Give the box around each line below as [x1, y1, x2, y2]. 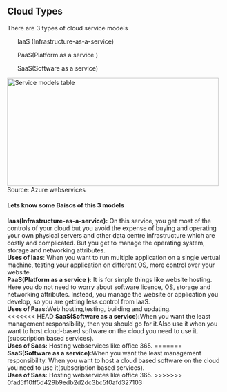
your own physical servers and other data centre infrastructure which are [7, 232, 215, 240]
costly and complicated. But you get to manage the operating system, [7, 239, 206, 248]
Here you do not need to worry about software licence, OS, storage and [7, 283, 211, 291]
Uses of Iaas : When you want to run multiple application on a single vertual [7, 254, 221, 262]
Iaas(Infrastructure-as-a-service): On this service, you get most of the [7, 217, 212, 225]
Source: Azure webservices [7, 185, 86, 194]
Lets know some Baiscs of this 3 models [7, 201, 124, 209]
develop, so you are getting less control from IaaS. [7, 297, 150, 306]
